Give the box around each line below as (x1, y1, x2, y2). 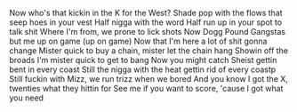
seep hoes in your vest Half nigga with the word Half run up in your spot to (9, 17, 283, 28)
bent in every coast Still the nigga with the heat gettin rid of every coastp (9, 64, 277, 75)
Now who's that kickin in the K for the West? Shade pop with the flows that (9, 8, 283, 18)
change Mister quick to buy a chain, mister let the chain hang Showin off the (9, 45, 289, 56)
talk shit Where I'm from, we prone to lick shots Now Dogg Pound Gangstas (9, 27, 286, 36)
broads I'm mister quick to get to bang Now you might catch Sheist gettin (9, 55, 277, 65)
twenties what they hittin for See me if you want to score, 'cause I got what (9, 84, 284, 93)
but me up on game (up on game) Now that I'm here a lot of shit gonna (9, 36, 268, 46)
